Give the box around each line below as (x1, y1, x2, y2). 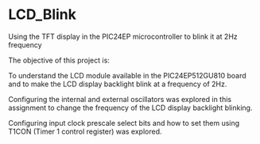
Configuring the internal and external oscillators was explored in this (8, 94, 232, 104)
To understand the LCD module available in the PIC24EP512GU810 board (8, 70, 246, 80)
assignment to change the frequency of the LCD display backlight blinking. (8, 103, 253, 112)
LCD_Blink (8, 6, 77, 24)
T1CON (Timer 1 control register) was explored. (8, 127, 162, 136)
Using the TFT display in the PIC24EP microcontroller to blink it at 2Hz (8, 32, 239, 41)
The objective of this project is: (8, 55, 110, 65)
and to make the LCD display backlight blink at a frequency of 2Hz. (8, 79, 227, 89)
